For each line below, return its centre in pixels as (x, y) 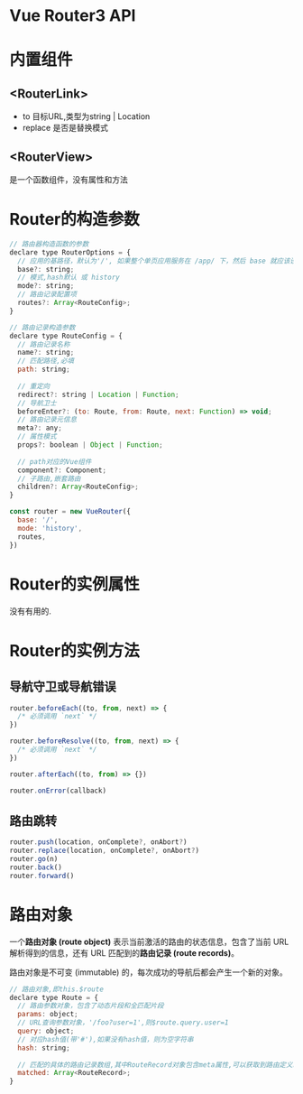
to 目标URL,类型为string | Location (86, 116)
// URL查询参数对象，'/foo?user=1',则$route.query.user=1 (123, 1023)
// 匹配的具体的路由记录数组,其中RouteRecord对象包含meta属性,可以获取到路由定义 (155, 1065)
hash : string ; (44, 1048)
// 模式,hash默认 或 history (69, 278)
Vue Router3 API (73, 16)
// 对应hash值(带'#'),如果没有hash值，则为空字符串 (106, 1039)
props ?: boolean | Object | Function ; (91, 445)
